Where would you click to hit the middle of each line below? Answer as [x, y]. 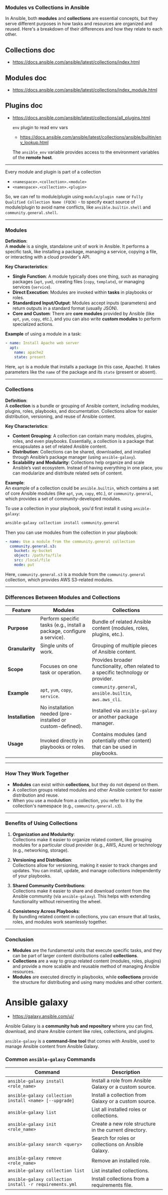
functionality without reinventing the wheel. [57, 901]
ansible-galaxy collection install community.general [62, 523]
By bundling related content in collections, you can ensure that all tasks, [86, 916]
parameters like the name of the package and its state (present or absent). [81, 372]
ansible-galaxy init [32, 1124]
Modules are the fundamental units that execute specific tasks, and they [87, 950]
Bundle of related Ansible [121, 622]
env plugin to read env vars [40, 127]
